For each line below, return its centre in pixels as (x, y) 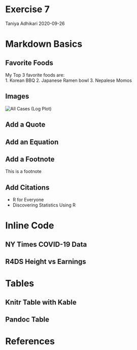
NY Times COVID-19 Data (46, 244)
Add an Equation (32, 142)
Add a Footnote (30, 159)
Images (17, 96)
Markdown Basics (44, 44)
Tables (20, 284)
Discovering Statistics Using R (44, 205)
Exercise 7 (27, 9)
